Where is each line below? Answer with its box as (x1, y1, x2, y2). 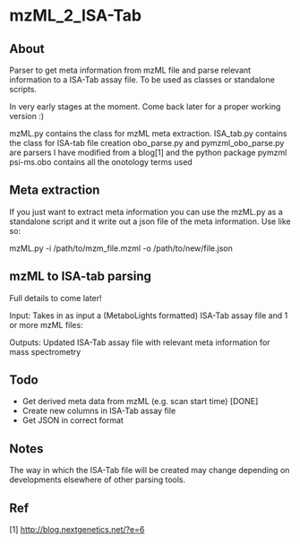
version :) (9, 111, 45, 121)
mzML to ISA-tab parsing (9, 269, 152, 284)
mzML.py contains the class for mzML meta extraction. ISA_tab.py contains (9, 128, 287, 139)
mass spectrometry (9, 346, 81, 357)
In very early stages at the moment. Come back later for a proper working (9, 101, 281, 112)
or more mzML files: (9, 319, 83, 330)
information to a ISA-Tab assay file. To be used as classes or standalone (9, 74, 275, 85)
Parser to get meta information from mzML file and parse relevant (9, 65, 252, 75)
